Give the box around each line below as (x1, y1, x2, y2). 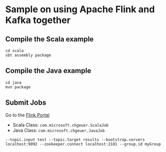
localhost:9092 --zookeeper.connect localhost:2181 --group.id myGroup (5, 141, 161, 146)
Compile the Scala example (5, 35, 94, 43)
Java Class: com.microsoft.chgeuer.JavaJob (12, 127, 105, 133)
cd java (5, 80, 22, 85)
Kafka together (5, 14, 71, 26)
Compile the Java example (5, 66, 91, 75)
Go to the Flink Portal (5, 112, 50, 118)
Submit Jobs (5, 98, 46, 107)
